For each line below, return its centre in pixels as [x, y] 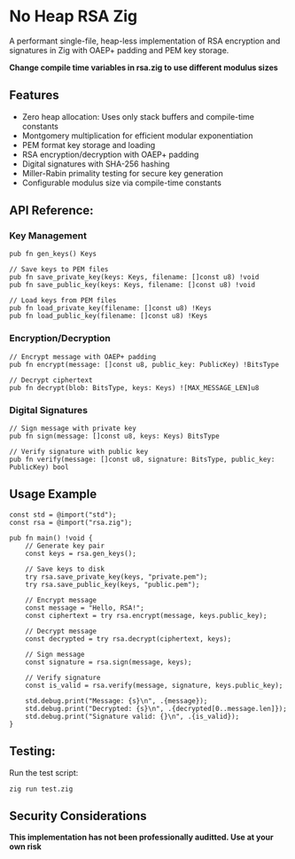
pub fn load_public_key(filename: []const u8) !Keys [109, 316]
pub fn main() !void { [51, 538]
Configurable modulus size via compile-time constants [121, 183]
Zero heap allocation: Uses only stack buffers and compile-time [138, 116]
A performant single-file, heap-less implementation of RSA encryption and [145, 41]
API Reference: [52, 211]
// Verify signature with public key [79, 452]
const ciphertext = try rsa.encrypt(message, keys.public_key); [146, 615]
